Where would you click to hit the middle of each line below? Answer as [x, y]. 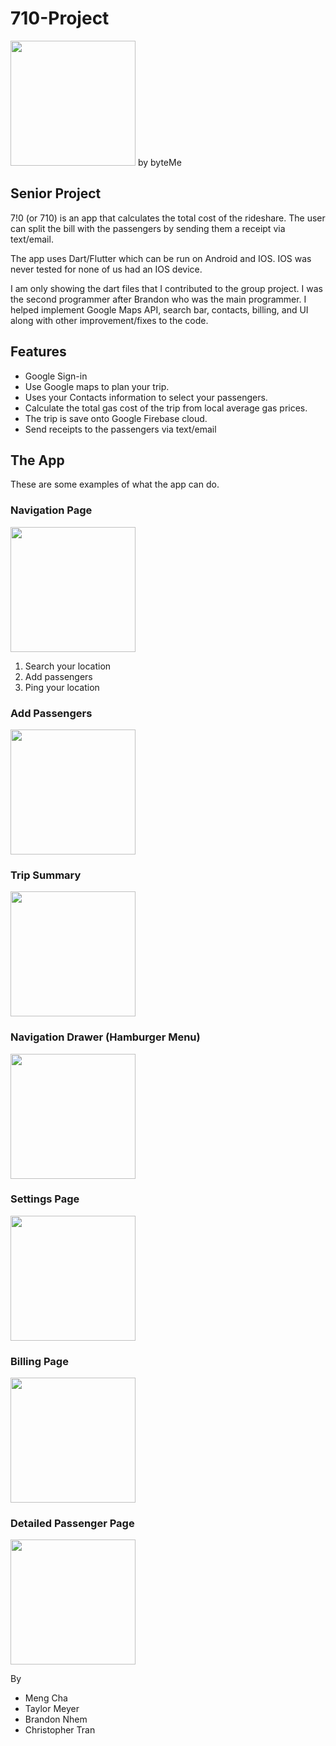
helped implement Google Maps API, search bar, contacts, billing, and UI [159, 309]
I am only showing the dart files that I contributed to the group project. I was [166, 288]
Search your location [68, 666]
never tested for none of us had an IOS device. [106, 269]
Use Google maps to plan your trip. [97, 386]
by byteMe [159, 162]
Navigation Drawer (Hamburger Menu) [105, 1037]
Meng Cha [46, 1698]
